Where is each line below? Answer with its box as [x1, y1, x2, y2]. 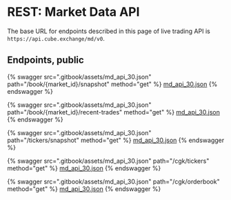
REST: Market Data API [7, 4, 140, 20]
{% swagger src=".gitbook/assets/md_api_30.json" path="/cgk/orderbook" [7, 177, 220, 186]
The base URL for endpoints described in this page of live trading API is [7, 27, 210, 35]
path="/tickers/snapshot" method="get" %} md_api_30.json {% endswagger [7, 136, 225, 144]
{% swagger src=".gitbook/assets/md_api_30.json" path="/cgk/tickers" [7, 157, 210, 165]
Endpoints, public [7, 54, 84, 66]
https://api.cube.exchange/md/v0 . [7, 34, 105, 42]
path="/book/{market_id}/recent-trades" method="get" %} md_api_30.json [7, 108, 221, 116]
